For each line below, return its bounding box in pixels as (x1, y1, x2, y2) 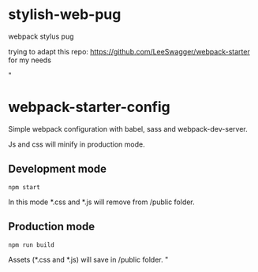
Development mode (8, 162, 107, 176)
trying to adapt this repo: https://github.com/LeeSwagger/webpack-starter (8, 47, 250, 56)
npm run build (8, 240, 55, 249)
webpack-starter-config (8, 99, 171, 116)
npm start (8, 183, 41, 191)
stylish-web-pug (8, 6, 122, 24)
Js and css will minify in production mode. (8, 140, 145, 149)
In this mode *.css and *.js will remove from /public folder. (8, 197, 195, 207)
